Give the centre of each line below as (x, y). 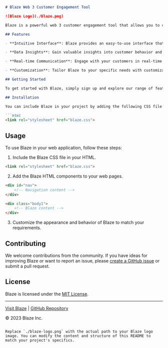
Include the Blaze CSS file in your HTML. (54, 157)
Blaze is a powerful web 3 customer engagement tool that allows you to (82, 25)
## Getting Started (25, 79)
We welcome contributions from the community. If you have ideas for (76, 255)
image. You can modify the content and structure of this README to (78, 336)
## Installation (22, 97)
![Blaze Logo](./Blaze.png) (34, 16)
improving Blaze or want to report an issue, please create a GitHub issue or (82, 261)
